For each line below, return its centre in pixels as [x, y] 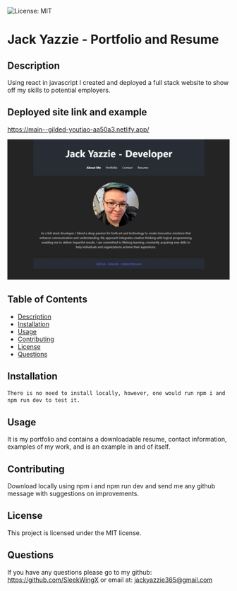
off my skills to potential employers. [59, 90]
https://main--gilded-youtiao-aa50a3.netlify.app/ [78, 129]
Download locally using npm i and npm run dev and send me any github [111, 486]
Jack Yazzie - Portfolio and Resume [113, 40]
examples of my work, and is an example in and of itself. [89, 447]
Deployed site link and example [77, 112]
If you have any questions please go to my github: [80, 572]
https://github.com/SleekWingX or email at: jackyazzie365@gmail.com [110, 580]
